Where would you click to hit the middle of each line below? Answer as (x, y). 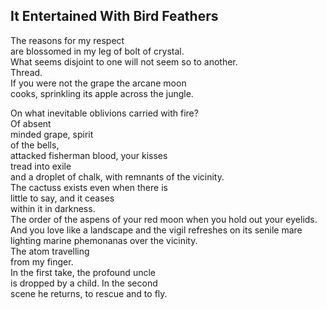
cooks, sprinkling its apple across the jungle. (102, 93)
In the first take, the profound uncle (83, 272)
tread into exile (41, 166)
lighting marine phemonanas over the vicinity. (104, 240)
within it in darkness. (53, 208)
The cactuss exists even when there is (89, 187)
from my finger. (42, 261)
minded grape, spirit (52, 134)
